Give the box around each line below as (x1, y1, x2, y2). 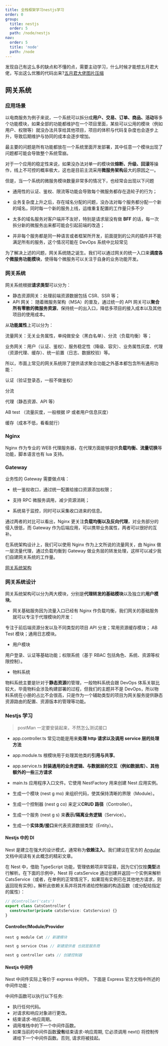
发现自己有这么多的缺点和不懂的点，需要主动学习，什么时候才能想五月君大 (5, 64, 158, 70)
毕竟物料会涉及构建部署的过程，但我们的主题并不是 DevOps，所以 (18, 686, 154, 692)
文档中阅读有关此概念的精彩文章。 (5, 853, 75, 859)
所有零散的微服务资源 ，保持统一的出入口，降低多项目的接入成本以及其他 (12, 305, 161, 311)
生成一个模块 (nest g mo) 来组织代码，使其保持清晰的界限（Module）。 (12, 790, 157, 797)
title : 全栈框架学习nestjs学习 (5, 7, 64, 13)
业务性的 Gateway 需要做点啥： (5, 476, 70, 482)
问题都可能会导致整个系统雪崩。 (5, 150, 71, 156)
